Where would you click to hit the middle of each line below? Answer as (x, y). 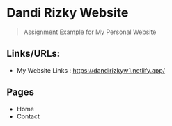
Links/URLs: (33, 54)
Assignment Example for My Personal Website (90, 32)
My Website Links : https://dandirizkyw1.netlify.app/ (91, 70)
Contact (28, 116)
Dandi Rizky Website (68, 13)
